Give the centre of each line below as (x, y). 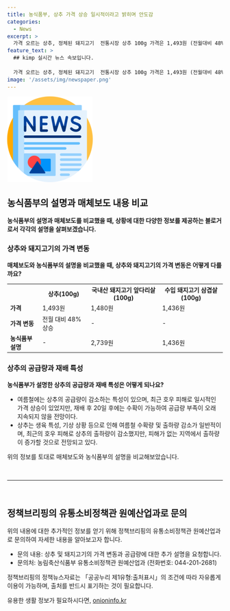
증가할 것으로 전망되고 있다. (61, 442)
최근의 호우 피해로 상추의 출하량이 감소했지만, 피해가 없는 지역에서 (114, 433)
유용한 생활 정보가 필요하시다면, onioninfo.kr (67, 601)
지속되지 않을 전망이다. (47, 416)
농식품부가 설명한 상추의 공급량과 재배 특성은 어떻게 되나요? (86, 385)
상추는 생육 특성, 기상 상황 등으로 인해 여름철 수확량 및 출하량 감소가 (107, 424)
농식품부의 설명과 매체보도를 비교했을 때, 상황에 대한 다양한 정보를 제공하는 (105, 221)
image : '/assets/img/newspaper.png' (59, 80)
